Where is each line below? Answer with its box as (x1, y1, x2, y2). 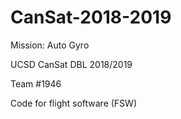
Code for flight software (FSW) (10, 97, 137, 109)
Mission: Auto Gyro (10, 39, 90, 51)
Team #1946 (10, 77, 62, 90)
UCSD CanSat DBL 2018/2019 (10, 58, 133, 70)
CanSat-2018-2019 (10, 6, 172, 29)
